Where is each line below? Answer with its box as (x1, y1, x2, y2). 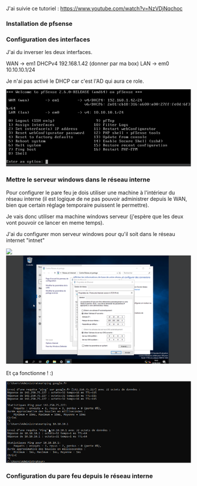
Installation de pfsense (6, 19, 73, 28)
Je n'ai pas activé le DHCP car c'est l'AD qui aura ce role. (6, 77, 145, 85)
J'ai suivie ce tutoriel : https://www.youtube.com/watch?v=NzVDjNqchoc (6, 5, 183, 12)
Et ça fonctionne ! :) (6, 369, 54, 376)
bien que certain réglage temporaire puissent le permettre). (6, 201, 150, 208)
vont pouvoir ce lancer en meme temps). (6, 219, 104, 226)
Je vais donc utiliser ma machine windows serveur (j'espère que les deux (6, 212, 184, 220)
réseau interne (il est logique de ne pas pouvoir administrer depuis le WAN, (6, 195, 188, 202)
